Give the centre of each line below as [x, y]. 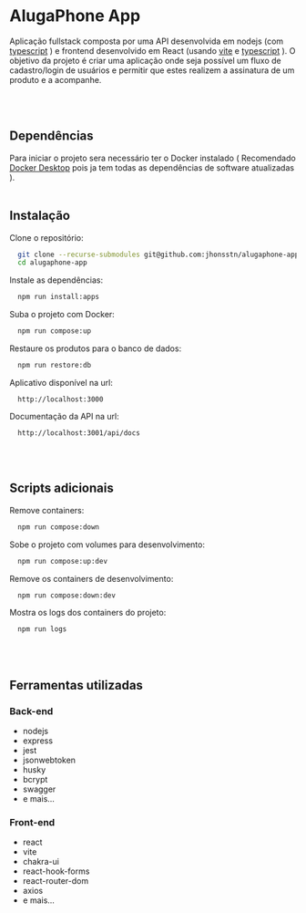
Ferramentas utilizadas [76, 685]
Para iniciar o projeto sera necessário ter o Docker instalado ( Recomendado [153, 158]
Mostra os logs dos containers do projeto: [88, 613]
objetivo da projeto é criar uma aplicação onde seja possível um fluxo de [145, 60]
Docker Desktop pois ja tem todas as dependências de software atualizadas [152, 167]
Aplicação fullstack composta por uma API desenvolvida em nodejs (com [147, 41]
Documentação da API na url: [65, 416]
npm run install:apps [59, 297]
